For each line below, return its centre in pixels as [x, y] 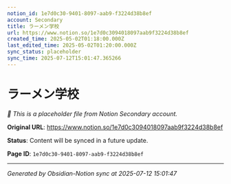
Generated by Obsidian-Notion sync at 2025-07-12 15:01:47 [92, 173]
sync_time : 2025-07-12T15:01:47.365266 [64, 58]
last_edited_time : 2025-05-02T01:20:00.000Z [72, 45]
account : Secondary [35, 20]
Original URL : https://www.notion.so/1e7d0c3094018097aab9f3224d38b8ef [115, 127]
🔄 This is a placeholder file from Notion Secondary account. [92, 113]
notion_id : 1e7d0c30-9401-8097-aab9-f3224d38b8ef [80, 13]
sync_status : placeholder [44, 52]
